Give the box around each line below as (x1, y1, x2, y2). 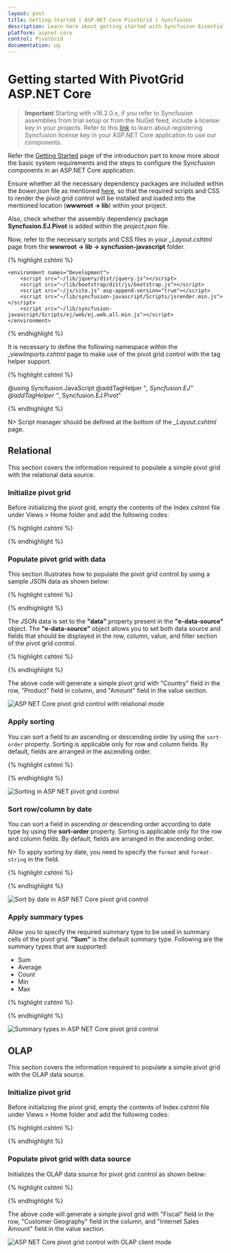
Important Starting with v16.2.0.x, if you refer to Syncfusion (24, 109, 193, 117)
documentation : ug (8, 42, 60, 49)
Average (17, 963, 42, 971)
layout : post (8, 10, 45, 17)
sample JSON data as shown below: (8, 577, 110, 586)
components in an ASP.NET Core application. (8, 166, 136, 174)
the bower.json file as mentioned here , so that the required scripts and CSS (8, 186, 220, 195)
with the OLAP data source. (8, 1070, 85, 1079)
